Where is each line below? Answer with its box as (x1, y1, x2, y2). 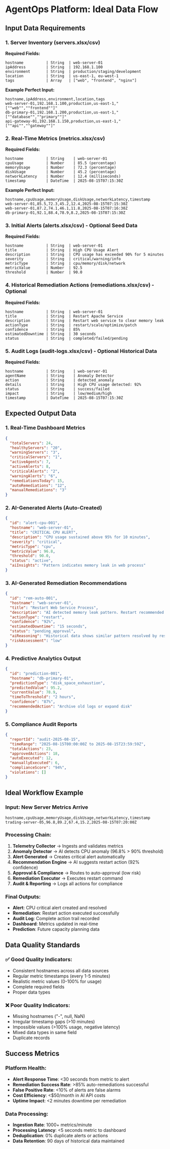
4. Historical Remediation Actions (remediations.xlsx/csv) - (5, 282, 154, 289)
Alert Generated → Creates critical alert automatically (12, 853, 125, 859)
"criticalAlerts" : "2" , (10, 468, 60, 474)
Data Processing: (5, 1110, 49, 1117)
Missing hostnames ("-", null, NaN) (12, 1013, 86, 1019)
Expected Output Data (5, 409, 77, 418)
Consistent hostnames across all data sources (12, 967, 109, 973)
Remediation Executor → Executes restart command (12, 875, 123, 881)
